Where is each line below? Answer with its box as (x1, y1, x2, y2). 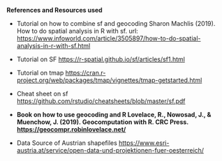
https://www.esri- (119, 139, 170, 147)
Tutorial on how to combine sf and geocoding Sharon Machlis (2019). (16, 20, 216, 27)
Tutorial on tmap (16, 69, 64, 77)
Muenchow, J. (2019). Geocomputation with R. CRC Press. (16, 118, 189, 126)
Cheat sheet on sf (16, 90, 68, 98)
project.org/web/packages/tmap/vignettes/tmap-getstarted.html (16, 76, 202, 84)
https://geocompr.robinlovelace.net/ (16, 125, 126, 133)
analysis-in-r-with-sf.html (16, 42, 91, 49)
